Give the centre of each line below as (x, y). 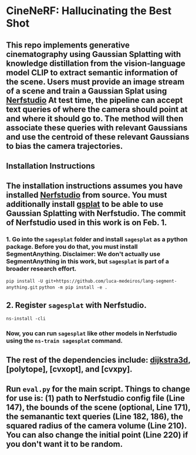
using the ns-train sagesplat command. (65, 341)
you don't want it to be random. (65, 444)
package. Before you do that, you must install (72, 247)
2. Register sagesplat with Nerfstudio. (76, 305)
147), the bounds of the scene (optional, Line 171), (98, 408)
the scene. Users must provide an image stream (95, 81)
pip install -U (25, 281)
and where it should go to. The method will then (95, 118)
